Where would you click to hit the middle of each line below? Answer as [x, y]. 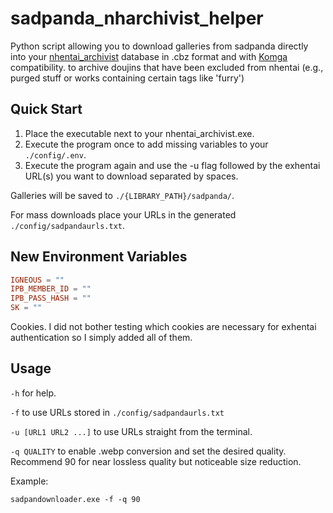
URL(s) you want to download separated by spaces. [131, 176]
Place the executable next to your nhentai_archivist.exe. [139, 133]
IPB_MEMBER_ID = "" [51, 289]
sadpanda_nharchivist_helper [137, 18]
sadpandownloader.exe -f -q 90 [75, 499]
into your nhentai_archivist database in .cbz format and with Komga [149, 56]
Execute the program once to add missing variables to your [146, 144]
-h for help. [33, 393]
